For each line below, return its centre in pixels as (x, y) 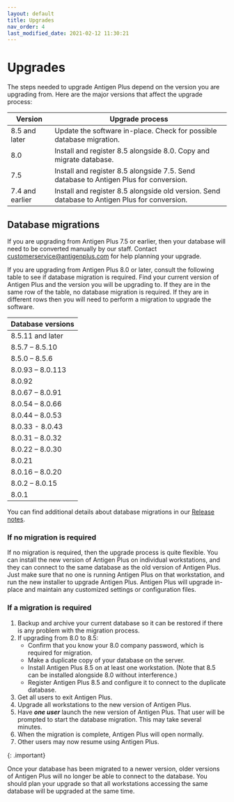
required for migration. (60, 653)
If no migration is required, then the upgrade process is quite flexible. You (112, 553)
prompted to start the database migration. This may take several (109, 719)
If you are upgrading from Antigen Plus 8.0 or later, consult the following (111, 270)
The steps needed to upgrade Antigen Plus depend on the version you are (114, 87)
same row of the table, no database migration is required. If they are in (108, 292)
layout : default (31, 14)
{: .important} (26, 755)
